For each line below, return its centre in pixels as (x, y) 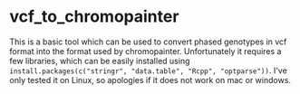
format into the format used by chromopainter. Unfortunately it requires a (145, 51)
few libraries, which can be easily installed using (100, 61)
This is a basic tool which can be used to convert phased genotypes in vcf (148, 42)
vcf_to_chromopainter (94, 17)
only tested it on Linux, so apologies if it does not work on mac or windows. (150, 80)
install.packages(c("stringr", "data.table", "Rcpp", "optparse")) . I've (148, 70)
